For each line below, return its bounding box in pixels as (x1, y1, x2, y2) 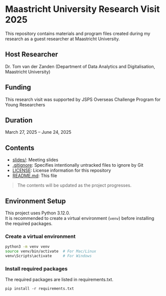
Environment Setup (5, 197, 66, 205)
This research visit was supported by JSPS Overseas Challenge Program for (5, 96, 161, 102)
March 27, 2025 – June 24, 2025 (5, 129, 72, 135)
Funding (5, 83, 31, 92)
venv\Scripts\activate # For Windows (5, 254, 92, 259)
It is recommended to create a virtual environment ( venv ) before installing (5, 215, 155, 221)
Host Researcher (5, 50, 58, 59)
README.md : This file (12, 173, 57, 179)
